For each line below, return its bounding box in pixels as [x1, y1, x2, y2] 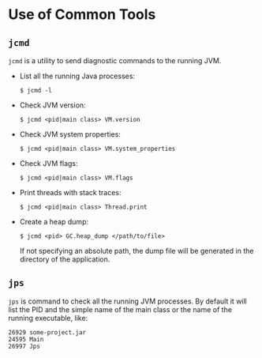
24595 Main [8, 335, 44, 343]
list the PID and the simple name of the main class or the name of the [8, 304, 233, 314]
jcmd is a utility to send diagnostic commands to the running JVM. [8, 56, 222, 65]
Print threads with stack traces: [19, 188, 122, 197]
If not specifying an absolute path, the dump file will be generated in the [19, 247, 254, 255]
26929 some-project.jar [8, 328, 87, 337]
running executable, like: [8, 313, 88, 322]
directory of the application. [19, 254, 110, 264]
